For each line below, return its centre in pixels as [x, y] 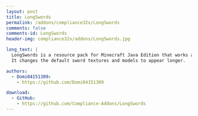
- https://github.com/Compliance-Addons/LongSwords [81, 104]
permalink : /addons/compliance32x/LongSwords [63, 22]
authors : [17, 71]
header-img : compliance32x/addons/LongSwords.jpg [68, 39]
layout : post [22, 11]
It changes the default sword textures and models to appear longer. [98, 60]
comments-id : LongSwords [37, 34]
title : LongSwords [29, 17]
